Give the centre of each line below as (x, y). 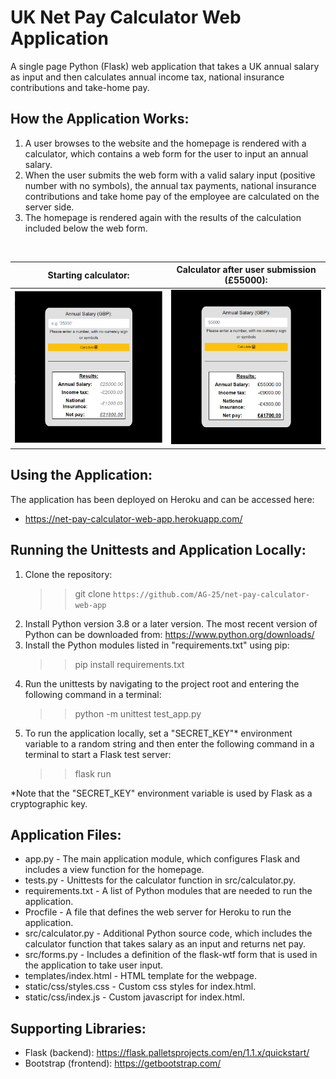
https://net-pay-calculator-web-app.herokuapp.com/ (133, 518)
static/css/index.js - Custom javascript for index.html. (134, 997)
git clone (93, 593)
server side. (49, 207)
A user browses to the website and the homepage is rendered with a (165, 143)
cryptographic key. (49, 803)
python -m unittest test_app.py (138, 713)
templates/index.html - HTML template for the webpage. (140, 976)
